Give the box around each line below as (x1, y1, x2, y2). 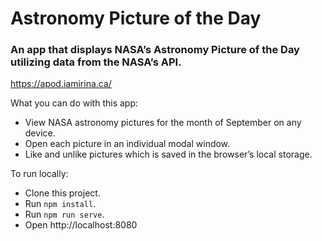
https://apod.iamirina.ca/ (10, 78, 112, 90)
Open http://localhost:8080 (24, 219, 138, 231)
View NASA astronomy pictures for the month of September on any (24, 117, 302, 129)
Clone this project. (24, 187, 101, 199)
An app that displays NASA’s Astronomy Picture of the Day (10, 43, 300, 57)
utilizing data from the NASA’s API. (10, 55, 182, 69)
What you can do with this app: (10, 97, 139, 109)
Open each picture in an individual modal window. (24, 138, 231, 150)
